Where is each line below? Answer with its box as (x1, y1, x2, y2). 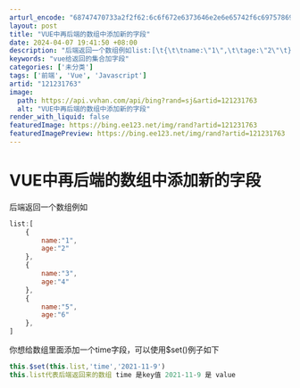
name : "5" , (41, 302, 78, 311)
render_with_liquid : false (9, 112, 110, 121)
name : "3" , (41, 269, 78, 278)
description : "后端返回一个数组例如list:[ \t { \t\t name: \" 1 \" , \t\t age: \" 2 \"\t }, (9, 46, 296, 55)
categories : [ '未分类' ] (9, 63, 94, 72)
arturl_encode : (9, 12, 66, 22)
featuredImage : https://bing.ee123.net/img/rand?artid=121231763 (9, 121, 257, 130)
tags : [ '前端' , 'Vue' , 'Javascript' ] (9, 71, 147, 80)
